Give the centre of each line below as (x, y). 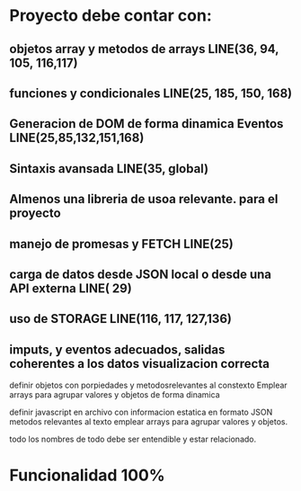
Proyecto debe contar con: (111, 16)
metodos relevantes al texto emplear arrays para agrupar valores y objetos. (149, 422)
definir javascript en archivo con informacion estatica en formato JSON (141, 412)
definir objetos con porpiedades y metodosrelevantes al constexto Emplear (148, 385)
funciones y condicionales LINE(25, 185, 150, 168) (151, 93)
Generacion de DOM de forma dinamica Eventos (146, 124)
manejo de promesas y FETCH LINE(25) (121, 244)
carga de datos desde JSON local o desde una (141, 274)
